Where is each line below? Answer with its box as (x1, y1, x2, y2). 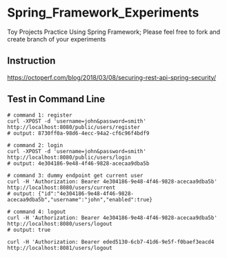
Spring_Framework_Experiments (7, 5, 199, 21)
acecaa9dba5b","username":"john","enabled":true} (7, 196, 153, 203)
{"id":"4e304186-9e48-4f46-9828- (37, 190, 135, 197)
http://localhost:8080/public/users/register (7, 123, 140, 130)
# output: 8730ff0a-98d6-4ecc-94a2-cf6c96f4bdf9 (7, 130, 150, 137)
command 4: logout (13, 208, 67, 215)
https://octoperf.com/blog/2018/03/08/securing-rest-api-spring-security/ (7, 73, 217, 81)
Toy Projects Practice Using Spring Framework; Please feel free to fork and (7, 28, 221, 36)
